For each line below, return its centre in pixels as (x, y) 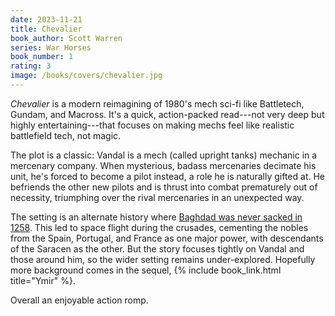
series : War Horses (51, 47)
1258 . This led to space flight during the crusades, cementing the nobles (159, 227)
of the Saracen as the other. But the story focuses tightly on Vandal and (157, 248)
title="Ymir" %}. (43, 280)
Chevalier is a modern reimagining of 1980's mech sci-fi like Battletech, (157, 103)
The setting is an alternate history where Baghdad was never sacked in (156, 217)
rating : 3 (31, 66)
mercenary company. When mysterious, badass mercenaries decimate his (163, 165)
